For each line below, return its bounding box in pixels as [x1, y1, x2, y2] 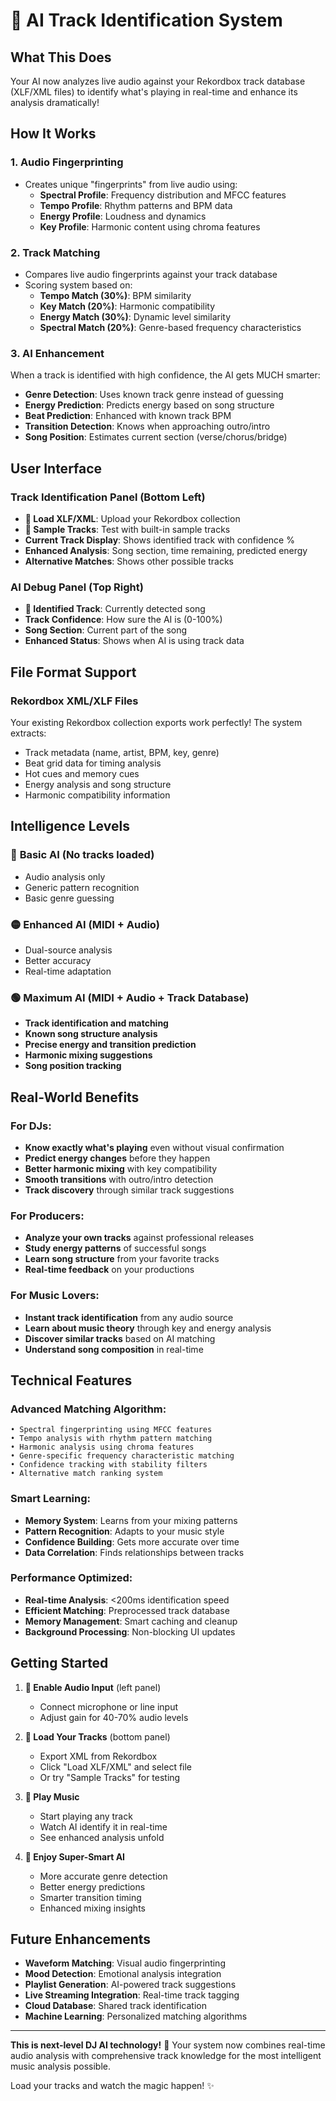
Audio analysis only [24, 870, 106, 883]
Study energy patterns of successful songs [24, 1242, 207, 1254]
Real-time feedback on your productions [24, 1264, 195, 1276]
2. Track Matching [10, 245, 101, 259]
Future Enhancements [10, 1931, 152, 1948]
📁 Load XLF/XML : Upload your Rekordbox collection [24, 512, 241, 524]
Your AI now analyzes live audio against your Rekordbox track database [10, 75, 306, 87]
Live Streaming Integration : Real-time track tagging [24, 1989, 240, 2001]
